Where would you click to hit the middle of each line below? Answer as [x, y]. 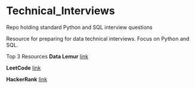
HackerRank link [27, 79]
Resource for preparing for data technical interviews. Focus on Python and [98, 38]
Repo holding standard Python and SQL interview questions [80, 27]
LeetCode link [24, 68]
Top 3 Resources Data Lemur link [47, 56]
